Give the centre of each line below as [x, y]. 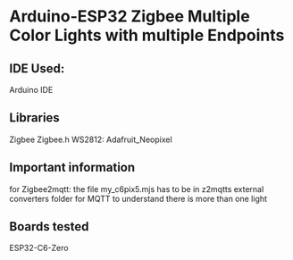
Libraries [34, 118]
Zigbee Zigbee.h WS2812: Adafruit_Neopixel [91, 139]
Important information [72, 168]
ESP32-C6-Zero [39, 248]
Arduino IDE [31, 90]
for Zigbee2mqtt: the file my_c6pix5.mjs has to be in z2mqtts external [137, 189]
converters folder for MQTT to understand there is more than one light [138, 198]
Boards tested [49, 226]
